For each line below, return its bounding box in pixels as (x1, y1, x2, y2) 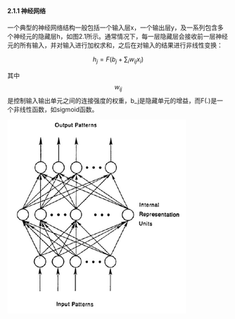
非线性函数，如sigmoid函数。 (13, 105, 99, 113)
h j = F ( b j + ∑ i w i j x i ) (92, 55, 144, 65)
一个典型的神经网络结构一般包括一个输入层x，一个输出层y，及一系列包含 (7, 23, 218, 32)
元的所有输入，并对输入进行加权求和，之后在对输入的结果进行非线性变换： (7, 41, 223, 49)
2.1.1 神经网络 (7, 6, 46, 15)
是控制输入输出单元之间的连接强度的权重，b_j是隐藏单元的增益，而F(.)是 (7, 96, 217, 105)
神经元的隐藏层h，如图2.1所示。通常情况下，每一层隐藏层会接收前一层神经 (13, 32, 229, 41)
